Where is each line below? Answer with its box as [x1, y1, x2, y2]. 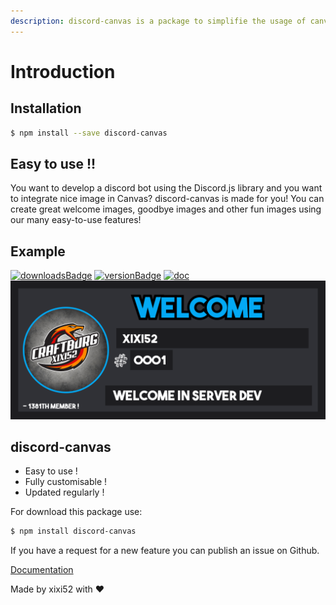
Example [10, 243, 66, 260]
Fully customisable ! [24, 476, 108, 488]
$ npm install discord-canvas [10, 526, 137, 537]
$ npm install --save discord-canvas [10, 128, 168, 138]
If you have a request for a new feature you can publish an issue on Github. [10, 545, 320, 557]
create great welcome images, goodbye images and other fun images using [10, 203, 322, 215]
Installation [10, 100, 82, 117]
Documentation [10, 564, 74, 576]
